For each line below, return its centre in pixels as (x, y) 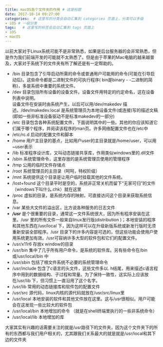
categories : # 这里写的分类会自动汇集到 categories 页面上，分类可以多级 (74, 18)
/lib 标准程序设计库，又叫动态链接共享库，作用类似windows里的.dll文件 (83, 153)
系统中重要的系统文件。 (54, 86)
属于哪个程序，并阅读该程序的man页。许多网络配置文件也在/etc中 (82, 128)
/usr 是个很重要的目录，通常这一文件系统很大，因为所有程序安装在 (79, 213)
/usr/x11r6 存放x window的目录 (43, 244)
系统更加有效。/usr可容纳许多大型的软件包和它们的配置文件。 (78, 238)
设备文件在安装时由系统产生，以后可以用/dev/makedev (67, 104)
